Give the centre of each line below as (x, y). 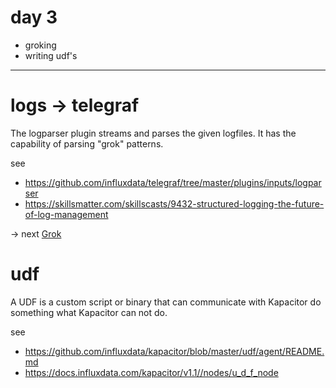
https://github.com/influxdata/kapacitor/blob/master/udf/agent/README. (174, 351)
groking (40, 45)
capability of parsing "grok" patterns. (87, 143)
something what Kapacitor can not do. (89, 312)
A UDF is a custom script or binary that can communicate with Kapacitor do (166, 302)
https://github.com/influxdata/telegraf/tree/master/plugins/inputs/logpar (173, 182)
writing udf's (51, 55)
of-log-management (66, 214)
